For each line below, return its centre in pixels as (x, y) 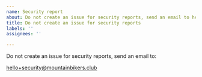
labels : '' (20, 28)
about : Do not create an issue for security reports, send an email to (98, 17)
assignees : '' (24, 34)
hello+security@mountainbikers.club (52, 68)
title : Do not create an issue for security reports (74, 23)
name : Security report (35, 12)
